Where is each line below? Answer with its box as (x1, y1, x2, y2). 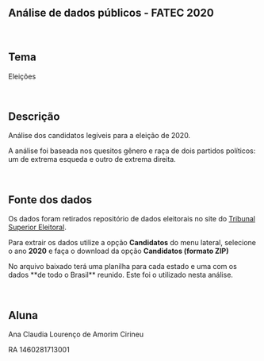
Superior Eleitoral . (8, 222, 67, 232)
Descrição (8, 110, 60, 124)
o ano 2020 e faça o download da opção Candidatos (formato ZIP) (8, 246, 229, 256)
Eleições (8, 71, 36, 81)
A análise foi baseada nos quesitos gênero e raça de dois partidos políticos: (8, 146, 256, 156)
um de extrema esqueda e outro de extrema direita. (8, 155, 176, 164)
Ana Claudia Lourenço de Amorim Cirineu (8, 329, 144, 340)
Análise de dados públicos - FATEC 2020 (8, 6, 214, 20)
